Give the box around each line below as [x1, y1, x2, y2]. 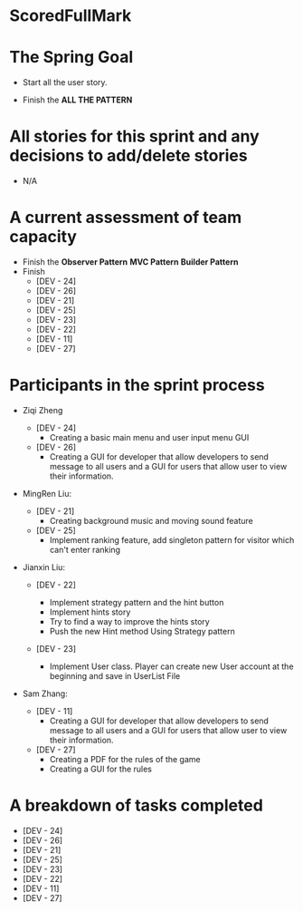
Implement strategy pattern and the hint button [49, 596, 224, 607]
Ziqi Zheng [22, 404, 63, 415]
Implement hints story [49, 606, 131, 617]
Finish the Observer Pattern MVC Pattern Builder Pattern [22, 257, 239, 267]
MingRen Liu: [22, 488, 72, 499]
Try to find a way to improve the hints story [49, 615, 210, 626]
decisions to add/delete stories [9, 146, 248, 166]
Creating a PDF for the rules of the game [49, 753, 201, 764]
